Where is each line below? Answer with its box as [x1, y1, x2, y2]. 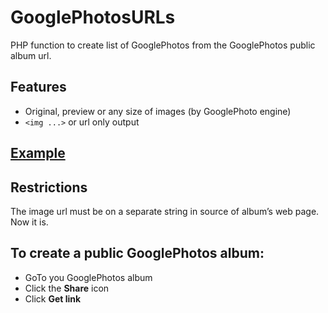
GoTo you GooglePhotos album [24, 271, 153, 283]
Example [10, 145, 66, 162]
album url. [10, 49, 52, 61]
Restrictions [10, 179, 88, 196]
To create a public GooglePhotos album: [10, 245, 265, 262]
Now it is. [10, 216, 49, 228]
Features [10, 79, 67, 96]
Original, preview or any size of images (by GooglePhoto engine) [24, 105, 292, 117]
